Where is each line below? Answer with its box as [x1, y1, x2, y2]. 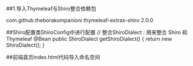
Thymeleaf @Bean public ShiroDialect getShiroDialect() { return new [6, 36, 172, 42]
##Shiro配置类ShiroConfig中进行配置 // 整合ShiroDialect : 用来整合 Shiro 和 [6, 29, 188, 36]
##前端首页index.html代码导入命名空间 [6, 54, 100, 60]
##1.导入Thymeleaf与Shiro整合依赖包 [6, 5, 96, 12]
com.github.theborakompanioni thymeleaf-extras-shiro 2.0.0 [6, 17, 153, 23]
